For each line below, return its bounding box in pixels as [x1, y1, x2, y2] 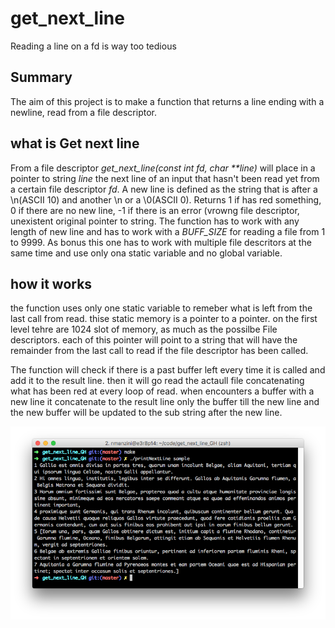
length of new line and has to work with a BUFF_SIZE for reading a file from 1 [10, 225, 326, 237]
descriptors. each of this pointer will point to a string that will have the [10, 334, 298, 346]
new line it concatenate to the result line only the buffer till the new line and [10, 396, 320, 408]
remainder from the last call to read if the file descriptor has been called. [10, 345, 309, 357]
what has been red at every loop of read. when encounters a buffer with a [10, 385, 315, 397]
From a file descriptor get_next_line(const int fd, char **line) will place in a [10, 162, 316, 174]
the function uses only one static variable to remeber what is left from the [10, 302, 313, 314]
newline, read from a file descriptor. [10, 106, 157, 118]
